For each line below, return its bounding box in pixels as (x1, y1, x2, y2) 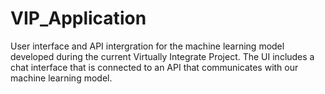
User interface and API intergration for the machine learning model (10, 40, 285, 52)
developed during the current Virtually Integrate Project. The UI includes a (10, 50, 315, 62)
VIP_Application (10, 7, 147, 30)
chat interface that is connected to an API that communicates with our (10, 61, 299, 73)
